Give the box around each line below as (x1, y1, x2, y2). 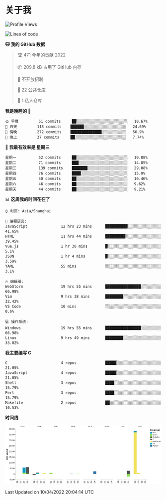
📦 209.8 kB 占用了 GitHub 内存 (17, 64, 82, 70)
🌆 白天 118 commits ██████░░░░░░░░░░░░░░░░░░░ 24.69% (5, 124, 147, 129)
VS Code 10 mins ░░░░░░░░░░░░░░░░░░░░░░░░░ (5, 304, 162, 309)
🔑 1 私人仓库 (17, 97, 42, 103)
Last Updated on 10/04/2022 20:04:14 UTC (5, 489, 94, 495)
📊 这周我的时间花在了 (5, 196, 50, 202)
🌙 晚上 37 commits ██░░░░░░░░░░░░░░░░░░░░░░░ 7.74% (5, 135, 144, 140)
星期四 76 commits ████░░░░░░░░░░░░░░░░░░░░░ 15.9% (5, 170, 146, 176)
